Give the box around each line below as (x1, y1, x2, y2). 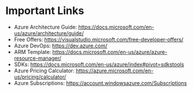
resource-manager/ (13, 54, 62, 62)
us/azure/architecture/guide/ (13, 29, 84, 36)
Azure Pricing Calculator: (13, 67, 75, 74)
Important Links (5, 4, 84, 18)
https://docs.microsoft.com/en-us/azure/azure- (52, 48, 168, 55)
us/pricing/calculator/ (13, 73, 66, 80)
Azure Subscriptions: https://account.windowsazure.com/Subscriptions (13, 79, 187, 86)
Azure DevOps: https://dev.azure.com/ (13, 42, 108, 49)
